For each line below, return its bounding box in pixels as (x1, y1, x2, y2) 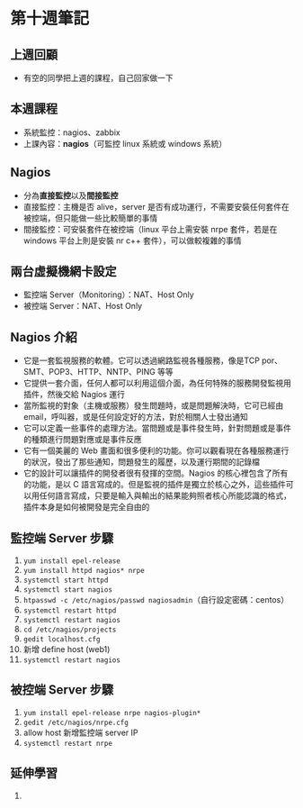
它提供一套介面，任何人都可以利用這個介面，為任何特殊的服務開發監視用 (22, 377, 291, 388)
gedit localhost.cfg (22, 635, 101, 644)
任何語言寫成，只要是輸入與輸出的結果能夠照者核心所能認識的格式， (39, 490, 291, 501)
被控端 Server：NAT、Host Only (22, 301, 143, 312)
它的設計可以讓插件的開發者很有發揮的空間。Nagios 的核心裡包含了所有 (22, 468, 289, 478)
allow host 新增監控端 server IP (22, 727, 138, 738)
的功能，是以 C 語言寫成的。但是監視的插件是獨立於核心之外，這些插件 (22, 479, 286, 490)
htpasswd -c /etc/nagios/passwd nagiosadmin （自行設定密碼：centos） (22, 595, 290, 605)
